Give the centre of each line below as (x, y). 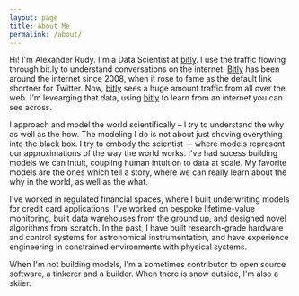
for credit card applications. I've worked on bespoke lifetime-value (132, 209)
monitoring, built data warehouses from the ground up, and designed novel (148, 218)
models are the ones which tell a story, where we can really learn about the (148, 172)
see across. (31, 108)
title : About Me (40, 26)
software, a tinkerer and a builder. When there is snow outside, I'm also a (144, 274)
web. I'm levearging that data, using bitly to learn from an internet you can (146, 98)
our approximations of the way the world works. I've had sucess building (144, 153)
